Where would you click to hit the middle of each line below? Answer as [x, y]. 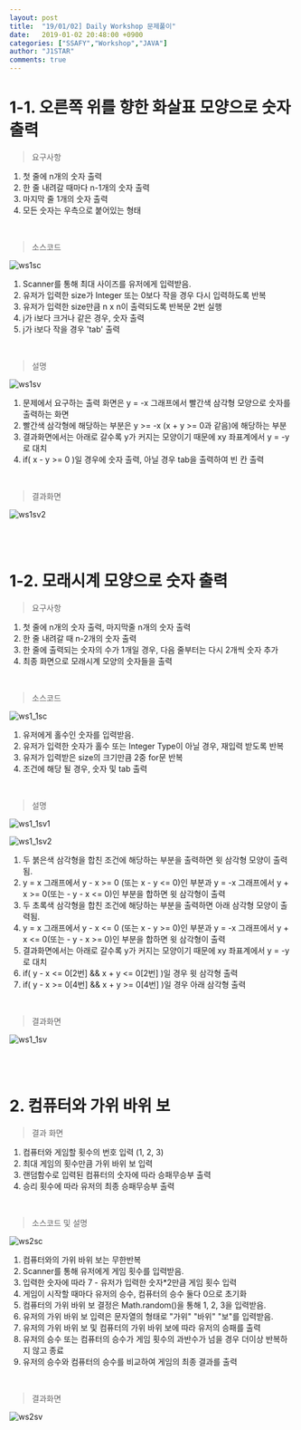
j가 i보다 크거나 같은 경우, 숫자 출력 [83, 317]
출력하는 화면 [46, 414]
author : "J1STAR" [42, 52]
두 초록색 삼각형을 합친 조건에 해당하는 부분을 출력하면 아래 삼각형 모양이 [150, 905]
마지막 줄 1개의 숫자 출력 [65, 198]
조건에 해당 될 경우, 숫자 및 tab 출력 [85, 768]
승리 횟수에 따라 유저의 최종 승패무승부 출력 [99, 1186]
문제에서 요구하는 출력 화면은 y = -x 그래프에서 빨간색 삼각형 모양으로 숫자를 [156, 402]
